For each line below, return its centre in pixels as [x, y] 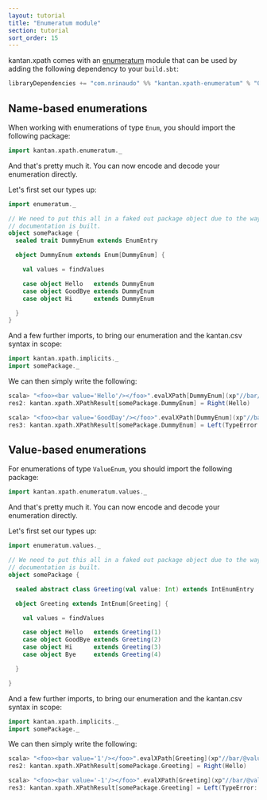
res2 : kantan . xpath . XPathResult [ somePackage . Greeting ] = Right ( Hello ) [128, 766]
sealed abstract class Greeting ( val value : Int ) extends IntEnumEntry [135, 589]
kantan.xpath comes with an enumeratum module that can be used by [123, 60]
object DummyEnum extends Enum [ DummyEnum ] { [90, 256]
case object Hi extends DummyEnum [89, 299]
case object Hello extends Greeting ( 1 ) [92, 632]
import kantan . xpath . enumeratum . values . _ [78, 492]
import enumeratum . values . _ [55, 546]
